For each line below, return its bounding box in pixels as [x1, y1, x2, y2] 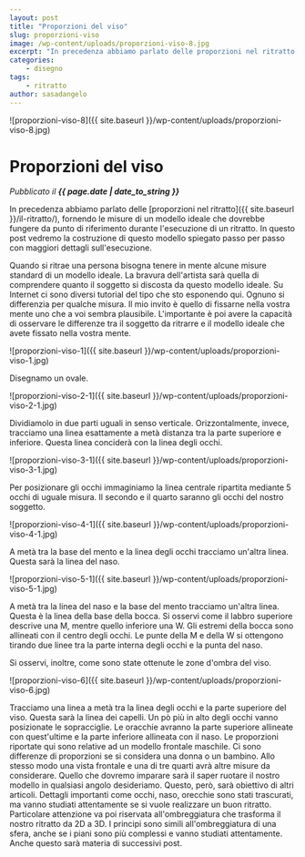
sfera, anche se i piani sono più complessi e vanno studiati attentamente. [9, 828, 283, 839]
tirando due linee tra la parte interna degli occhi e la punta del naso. [9, 639, 263, 651]
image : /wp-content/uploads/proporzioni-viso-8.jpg [9, 38, 209, 48]
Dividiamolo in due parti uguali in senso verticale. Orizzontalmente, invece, [9, 418, 290, 429]
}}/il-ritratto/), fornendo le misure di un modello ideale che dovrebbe [9, 213, 266, 224]
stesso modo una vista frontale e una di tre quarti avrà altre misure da [9, 760, 270, 771]
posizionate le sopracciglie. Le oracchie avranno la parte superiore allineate [9, 721, 294, 733]
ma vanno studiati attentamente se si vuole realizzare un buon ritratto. [9, 799, 272, 811]
